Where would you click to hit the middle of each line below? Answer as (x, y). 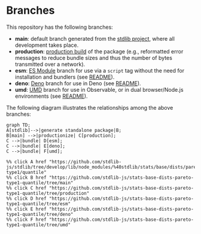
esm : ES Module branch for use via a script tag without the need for (99, 70)
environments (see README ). (51, 96)
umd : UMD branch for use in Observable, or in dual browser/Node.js (99, 89)
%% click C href (26, 188)
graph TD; (19, 125)
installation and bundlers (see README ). (65, 77)
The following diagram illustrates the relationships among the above (90, 107)
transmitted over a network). (50, 64)
